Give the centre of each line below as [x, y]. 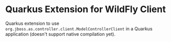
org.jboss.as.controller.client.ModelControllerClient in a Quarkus [79, 28]
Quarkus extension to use [33, 23]
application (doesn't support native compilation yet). [60, 34]
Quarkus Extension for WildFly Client [86, 9]
